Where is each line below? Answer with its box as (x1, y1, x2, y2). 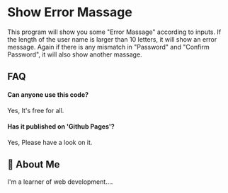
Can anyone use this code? (7, 90, 89, 99)
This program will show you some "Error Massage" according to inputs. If (7, 28, 222, 36)
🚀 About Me (7, 158, 60, 170)
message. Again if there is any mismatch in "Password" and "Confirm (7, 42, 210, 51)
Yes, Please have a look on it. (7, 138, 93, 146)
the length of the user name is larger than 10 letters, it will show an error (7, 35, 217, 43)
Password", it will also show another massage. (7, 50, 143, 59)
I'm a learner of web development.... (7, 177, 113, 186)
